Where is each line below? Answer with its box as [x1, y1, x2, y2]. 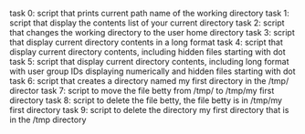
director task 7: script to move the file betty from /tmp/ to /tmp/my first [9, 86, 275, 96]
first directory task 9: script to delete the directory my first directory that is [9, 105, 289, 115]
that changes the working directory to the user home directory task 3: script [9, 27, 295, 37]
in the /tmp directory [9, 114, 87, 125]
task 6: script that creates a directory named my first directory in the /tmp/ [9, 76, 289, 86]
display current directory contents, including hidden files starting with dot [9, 46, 286, 57]
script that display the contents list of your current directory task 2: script [9, 17, 285, 28]
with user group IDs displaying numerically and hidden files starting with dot [9, 66, 296, 77]
